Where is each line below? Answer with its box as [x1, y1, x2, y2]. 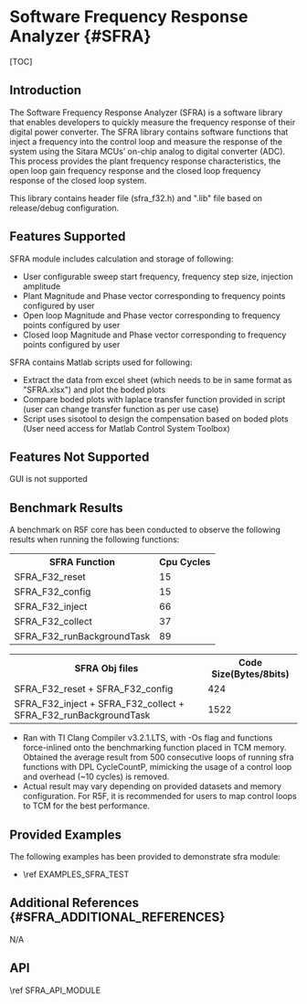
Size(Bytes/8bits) [211, 668, 290, 680]
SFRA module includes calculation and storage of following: [9, 253, 234, 264]
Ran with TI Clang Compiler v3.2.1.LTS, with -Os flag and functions [22, 732, 273, 743]
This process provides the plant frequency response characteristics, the [9, 155, 281, 166]
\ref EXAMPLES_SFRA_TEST [22, 869, 130, 880]
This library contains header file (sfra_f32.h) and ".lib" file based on [9, 192, 263, 203]
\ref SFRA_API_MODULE [9, 985, 101, 996]
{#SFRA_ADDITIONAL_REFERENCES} [9, 910, 226, 925]
